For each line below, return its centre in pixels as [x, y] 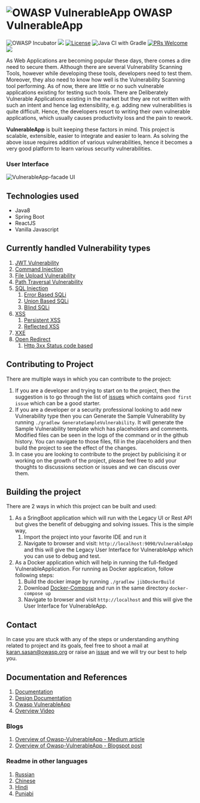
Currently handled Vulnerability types [78, 248]
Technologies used [43, 196]
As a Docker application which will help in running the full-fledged [96, 563]
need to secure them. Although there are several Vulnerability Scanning [94, 67]
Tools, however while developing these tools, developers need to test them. [99, 73]
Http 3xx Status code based [58, 345]
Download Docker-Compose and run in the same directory [96, 588]
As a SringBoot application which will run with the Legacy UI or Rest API [104, 518]
